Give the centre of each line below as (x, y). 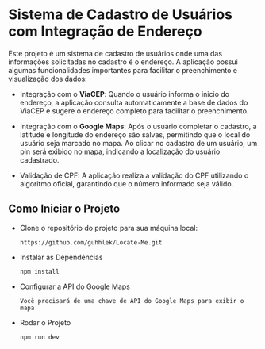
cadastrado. (39, 159)
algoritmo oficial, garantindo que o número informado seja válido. (127, 183)
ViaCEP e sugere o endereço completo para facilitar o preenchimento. (134, 111)
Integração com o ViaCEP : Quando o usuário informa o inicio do (125, 94)
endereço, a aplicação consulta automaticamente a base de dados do (134, 102)
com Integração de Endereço (105, 31)
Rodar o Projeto (45, 322)
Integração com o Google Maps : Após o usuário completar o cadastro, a (138, 126)
